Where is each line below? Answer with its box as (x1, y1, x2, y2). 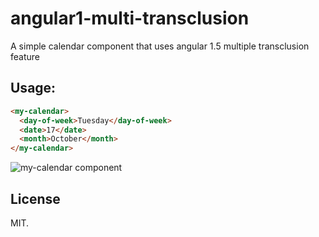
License (10, 190, 61, 207)
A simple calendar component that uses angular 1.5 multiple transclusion (10, 40, 310, 52)
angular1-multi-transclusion (10, 7, 250, 30)
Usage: (10, 80, 57, 97)
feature (10, 50, 40, 62)
